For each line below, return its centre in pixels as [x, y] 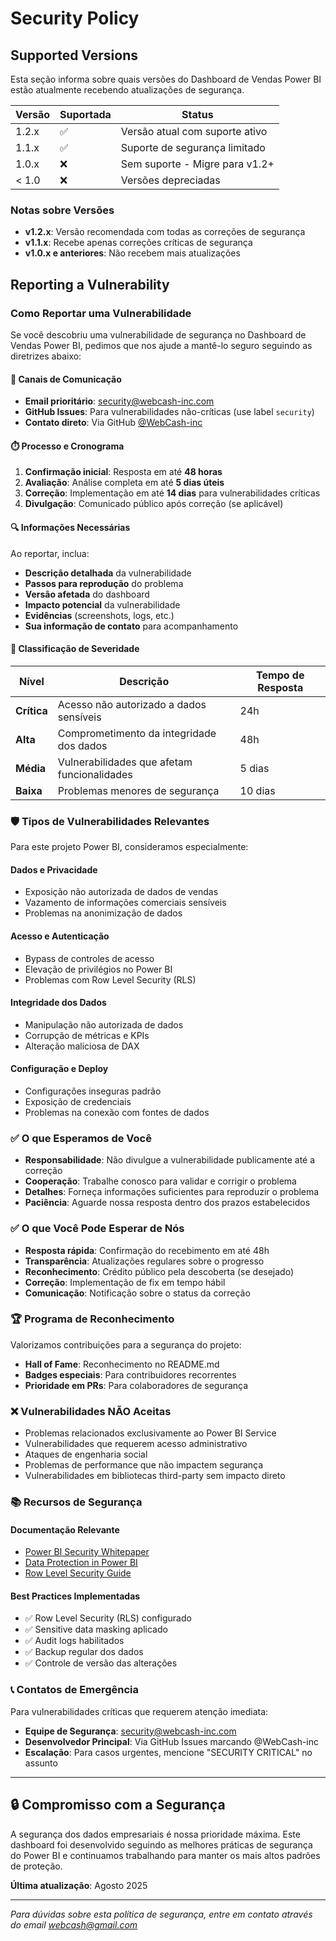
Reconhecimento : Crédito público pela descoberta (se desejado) [159, 1271]
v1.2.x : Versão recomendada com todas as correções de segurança [165, 232]
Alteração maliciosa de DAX [82, 1046]
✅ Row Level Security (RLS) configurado [108, 1618]
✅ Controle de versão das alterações [101, 1663]
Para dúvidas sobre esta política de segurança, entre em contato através [161, 1914]
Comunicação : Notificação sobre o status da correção [137, 1293]
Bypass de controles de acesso [89, 958]
